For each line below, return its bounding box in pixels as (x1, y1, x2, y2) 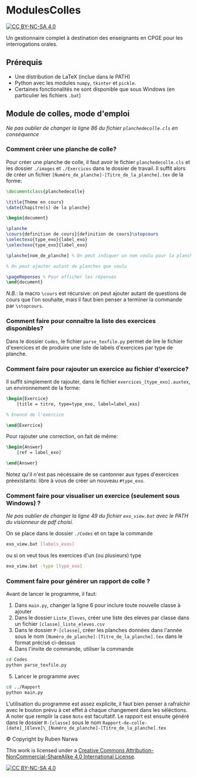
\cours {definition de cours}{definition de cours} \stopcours (6, 231, 159, 237)
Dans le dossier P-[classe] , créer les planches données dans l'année (14, 627, 182, 634)
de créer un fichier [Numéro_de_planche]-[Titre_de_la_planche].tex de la (6, 171, 184, 178)
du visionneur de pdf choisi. (6, 518, 74, 525)
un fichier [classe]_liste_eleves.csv (14, 620, 105, 627)
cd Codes (6, 657, 28, 663)
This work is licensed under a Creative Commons (6, 747, 125, 754)
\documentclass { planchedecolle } (6, 188, 85, 194)
